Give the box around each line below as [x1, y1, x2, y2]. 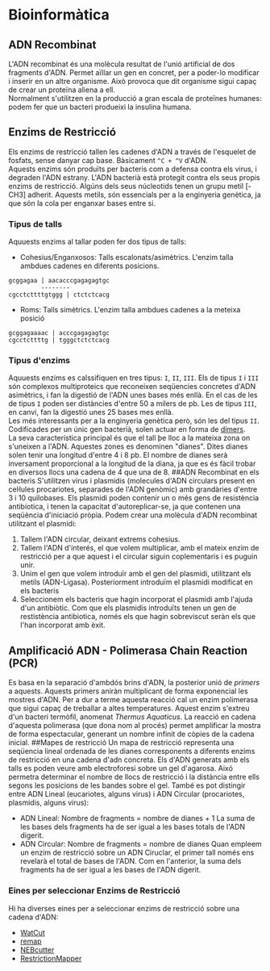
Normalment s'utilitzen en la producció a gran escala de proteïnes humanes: [8, 94, 262, 103]
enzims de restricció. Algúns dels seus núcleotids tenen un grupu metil [8, 181, 244, 190]
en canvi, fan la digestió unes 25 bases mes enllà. [8, 408, 174, 417]
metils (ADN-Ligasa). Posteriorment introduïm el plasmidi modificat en [19, 577, 253, 587]
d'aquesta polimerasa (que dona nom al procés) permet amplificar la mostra [8, 721, 261, 730]
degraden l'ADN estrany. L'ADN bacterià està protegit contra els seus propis [8, 172, 260, 182]
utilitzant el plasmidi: [8, 519, 77, 529]
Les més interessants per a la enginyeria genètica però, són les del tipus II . [8, 416, 260, 425]
